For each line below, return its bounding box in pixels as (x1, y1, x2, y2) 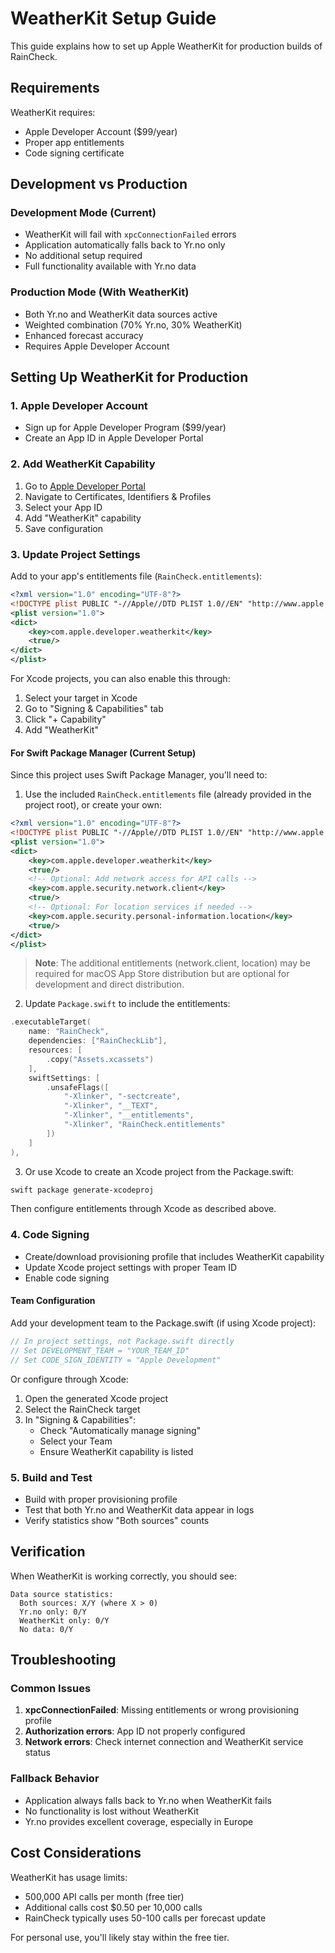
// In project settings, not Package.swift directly (10, 1336, 235, 1346)
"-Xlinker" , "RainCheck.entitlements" (63, 1120, 226, 1130)
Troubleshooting (10, 1652, 117, 1669)
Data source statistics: (10, 1589, 114, 1599)
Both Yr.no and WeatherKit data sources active (24, 308, 218, 320)
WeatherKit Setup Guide (10, 7, 217, 30)
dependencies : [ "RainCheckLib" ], (28, 1036, 168, 1046)
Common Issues (10, 1682, 92, 1696)
